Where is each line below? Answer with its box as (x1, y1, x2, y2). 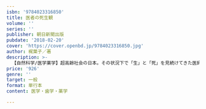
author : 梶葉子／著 (6, 49, 51, 55)
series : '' (6, 26, 34, 32)
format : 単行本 (6, 83, 42, 89)
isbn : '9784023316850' (6, 9, 64, 15)
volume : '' (6, 20, 34, 26)
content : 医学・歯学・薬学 (6, 88, 68, 94)
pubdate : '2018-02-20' (6, 37, 64, 43)
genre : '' (6, 71, 32, 77)
